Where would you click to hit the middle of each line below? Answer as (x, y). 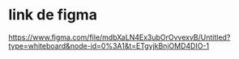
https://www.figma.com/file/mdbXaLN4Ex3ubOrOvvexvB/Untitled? (119, 37)
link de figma (53, 15)
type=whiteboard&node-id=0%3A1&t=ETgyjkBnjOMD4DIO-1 (109, 45)
